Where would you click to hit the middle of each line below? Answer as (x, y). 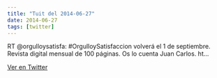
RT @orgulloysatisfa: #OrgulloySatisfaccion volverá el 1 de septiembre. (109, 47)
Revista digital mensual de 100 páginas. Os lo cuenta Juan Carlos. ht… (108, 54)
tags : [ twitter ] (31, 26)
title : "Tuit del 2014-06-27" (51, 14)
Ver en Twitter (28, 68)
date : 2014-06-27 (32, 20)
